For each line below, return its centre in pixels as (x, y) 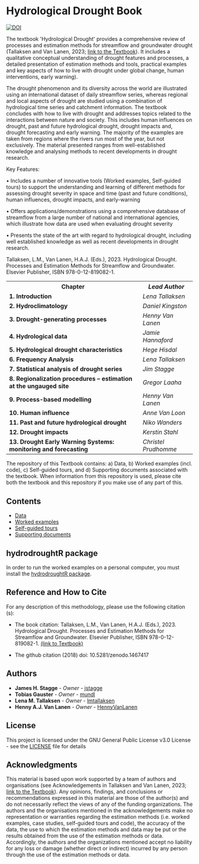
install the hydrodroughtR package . (49, 574)
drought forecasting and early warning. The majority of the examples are (95, 132)
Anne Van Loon (164, 413)
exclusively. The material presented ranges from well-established (86, 145)
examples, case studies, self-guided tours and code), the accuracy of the (96, 823)
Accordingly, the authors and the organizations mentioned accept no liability (99, 842)
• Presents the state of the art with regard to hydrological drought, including (99, 235)
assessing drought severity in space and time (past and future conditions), (97, 193)
